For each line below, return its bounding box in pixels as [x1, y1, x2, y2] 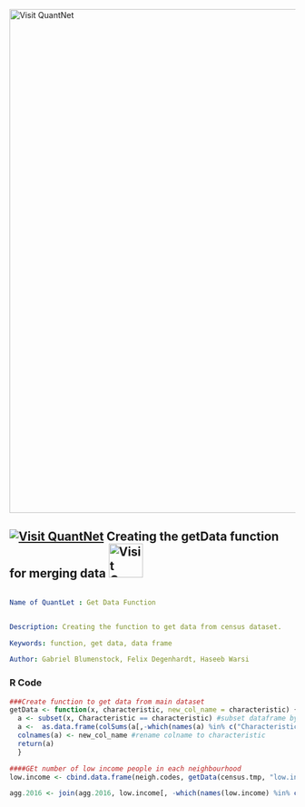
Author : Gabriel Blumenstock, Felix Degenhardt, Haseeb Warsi [9, 654, 250, 664]
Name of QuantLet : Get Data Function [9, 597, 156, 607]
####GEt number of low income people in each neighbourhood [9, 763, 242, 773]
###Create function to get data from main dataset [9, 697, 205, 706]
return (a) [17, 739, 54, 748]
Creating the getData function [106, 529, 280, 545]
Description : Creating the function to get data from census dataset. [9, 622, 282, 631]
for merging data [9, 566, 106, 581]
